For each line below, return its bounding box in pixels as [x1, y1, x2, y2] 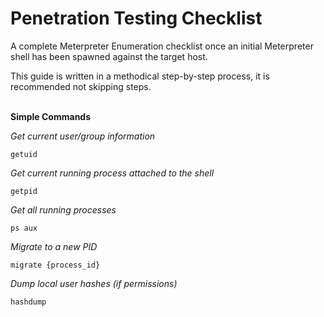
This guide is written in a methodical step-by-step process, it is [10, 70, 270, 82]
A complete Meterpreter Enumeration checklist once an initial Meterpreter [10, 40, 314, 52]
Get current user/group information [10, 130, 156, 142]
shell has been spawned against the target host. [10, 50, 208, 62]
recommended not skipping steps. [10, 80, 152, 92]
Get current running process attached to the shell [10, 167, 215, 179]
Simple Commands [10, 110, 92, 122]
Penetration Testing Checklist [10, 7, 263, 30]
